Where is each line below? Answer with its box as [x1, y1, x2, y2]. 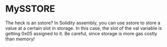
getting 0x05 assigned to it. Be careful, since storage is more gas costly [5, 30, 158, 36]
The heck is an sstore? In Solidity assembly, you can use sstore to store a [5, 20, 161, 26]
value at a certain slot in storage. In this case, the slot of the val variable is [5, 25, 162, 31]
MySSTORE [5, 3, 55, 15]
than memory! [5, 36, 35, 42]
